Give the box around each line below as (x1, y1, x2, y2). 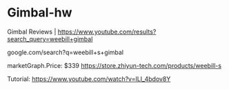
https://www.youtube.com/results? (57, 27, 157, 36)
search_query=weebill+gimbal (7, 34, 93, 43)
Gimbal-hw (7, 5, 72, 21)
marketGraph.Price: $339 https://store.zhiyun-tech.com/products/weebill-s (7, 61, 222, 69)
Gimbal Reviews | (7, 27, 57, 36)
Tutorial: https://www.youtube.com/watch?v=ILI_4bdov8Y (7, 74, 171, 83)
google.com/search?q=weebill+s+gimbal (7, 48, 124, 56)
